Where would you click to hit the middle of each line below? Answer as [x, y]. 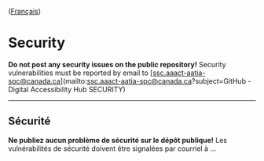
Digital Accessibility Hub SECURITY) [67, 89]
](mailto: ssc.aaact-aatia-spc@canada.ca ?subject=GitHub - [156, 80]
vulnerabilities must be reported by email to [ [81, 73]
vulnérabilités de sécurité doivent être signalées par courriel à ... [112, 148]
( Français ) [25, 11]
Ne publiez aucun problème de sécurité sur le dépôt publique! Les [118, 140]
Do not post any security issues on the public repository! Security [117, 64]
